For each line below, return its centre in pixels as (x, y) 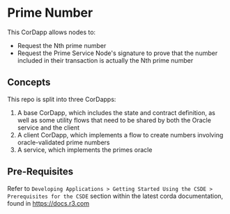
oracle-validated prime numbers (63, 142)
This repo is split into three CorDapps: (62, 99)
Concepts (29, 83)
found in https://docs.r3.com (48, 203)
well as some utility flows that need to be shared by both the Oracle (114, 120)
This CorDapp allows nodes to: (52, 32)
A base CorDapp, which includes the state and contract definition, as (116, 112)
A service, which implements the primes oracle (85, 150)
